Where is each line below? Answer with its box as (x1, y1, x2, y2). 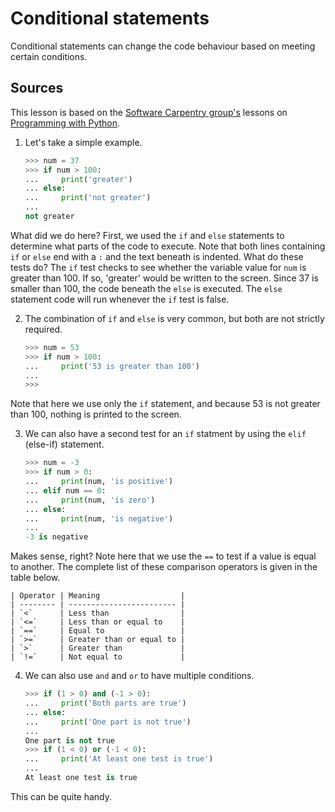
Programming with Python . (10, 117, 121, 129)
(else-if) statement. (24, 438, 105, 451)
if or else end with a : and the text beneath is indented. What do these (10, 250, 304, 262)
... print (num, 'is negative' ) (24, 513, 174, 524)
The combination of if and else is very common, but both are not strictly (24, 312, 325, 324)
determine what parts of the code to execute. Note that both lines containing (10, 240, 326, 252)
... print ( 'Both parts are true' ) (24, 698, 187, 708)
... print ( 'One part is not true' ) (24, 717, 192, 727)
